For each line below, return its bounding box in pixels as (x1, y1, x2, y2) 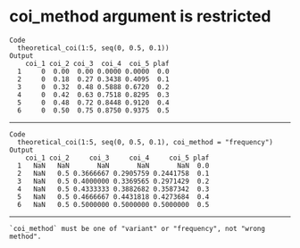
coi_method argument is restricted (9, 6, 271, 27)
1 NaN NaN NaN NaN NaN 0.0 (17, 161, 210, 170)
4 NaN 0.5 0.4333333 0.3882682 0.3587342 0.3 (17, 185, 210, 194)
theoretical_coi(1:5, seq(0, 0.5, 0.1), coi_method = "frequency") (17, 137, 274, 146)
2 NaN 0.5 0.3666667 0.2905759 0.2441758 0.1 (17, 169, 210, 178)
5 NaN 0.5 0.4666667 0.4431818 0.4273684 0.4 (17, 192, 210, 202)
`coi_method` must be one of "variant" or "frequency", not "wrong (9, 224, 266, 233)
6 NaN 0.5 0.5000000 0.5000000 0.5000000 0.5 (17, 200, 210, 209)
